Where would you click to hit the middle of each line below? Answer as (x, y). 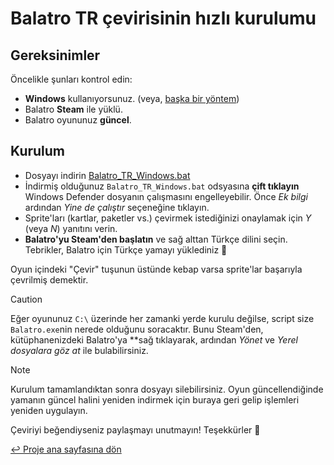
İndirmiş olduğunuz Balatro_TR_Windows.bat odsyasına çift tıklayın (162, 186)
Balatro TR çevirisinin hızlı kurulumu (163, 18)
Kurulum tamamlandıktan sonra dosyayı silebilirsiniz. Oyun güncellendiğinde (167, 389)
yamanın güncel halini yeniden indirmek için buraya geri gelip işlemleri (155, 399)
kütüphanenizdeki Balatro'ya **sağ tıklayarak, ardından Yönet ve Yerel (154, 339)
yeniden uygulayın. (49, 410)
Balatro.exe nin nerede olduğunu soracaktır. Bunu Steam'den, (137, 329)
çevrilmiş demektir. (49, 279)
